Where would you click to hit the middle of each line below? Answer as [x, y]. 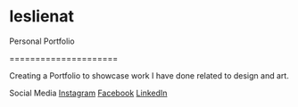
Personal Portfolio [42, 41]
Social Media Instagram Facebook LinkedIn [88, 93]
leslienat [41, 16]
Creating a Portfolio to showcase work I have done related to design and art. [149, 75]
